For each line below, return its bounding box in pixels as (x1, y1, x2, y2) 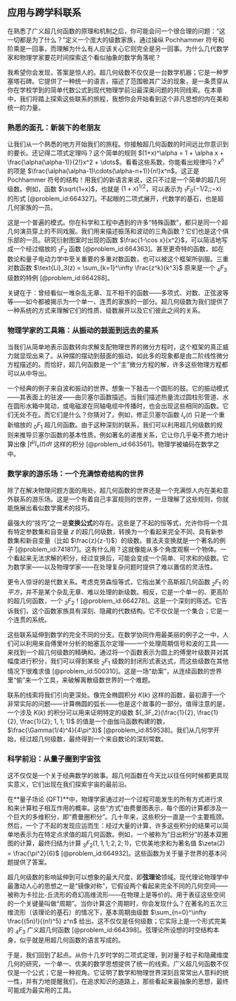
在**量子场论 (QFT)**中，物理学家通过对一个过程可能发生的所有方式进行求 (7, 795, 223, 804)
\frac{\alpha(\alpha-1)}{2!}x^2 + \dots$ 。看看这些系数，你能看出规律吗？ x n (7, 157, 225, 166)
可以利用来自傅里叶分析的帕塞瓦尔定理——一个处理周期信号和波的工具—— (13, 639, 229, 648)
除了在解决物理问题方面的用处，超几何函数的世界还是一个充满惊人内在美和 (7, 486, 223, 495)
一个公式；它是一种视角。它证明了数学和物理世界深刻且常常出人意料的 (19, 968, 223, 976)
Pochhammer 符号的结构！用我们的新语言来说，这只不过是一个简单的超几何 (7, 175, 226, 184)
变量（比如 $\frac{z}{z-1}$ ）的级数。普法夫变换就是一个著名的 (37, 536, 220, 545)
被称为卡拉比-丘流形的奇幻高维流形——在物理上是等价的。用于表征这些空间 (7, 890, 226, 899)
